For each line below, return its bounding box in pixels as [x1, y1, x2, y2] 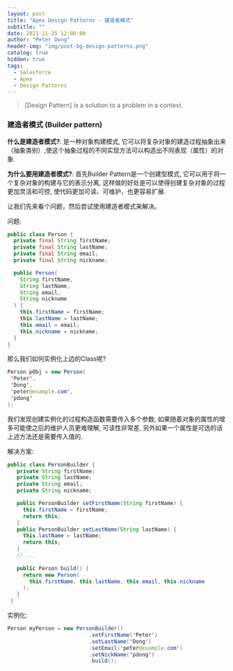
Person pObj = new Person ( [7, 368, 86, 375]
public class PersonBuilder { [7, 461, 96, 468]
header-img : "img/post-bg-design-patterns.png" [7, 43, 149, 50]
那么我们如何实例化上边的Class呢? [7, 354, 106, 363]
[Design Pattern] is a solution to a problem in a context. [24, 101, 183, 109]
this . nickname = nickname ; [20, 328, 99, 335]
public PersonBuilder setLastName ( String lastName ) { [16, 526, 177, 533]
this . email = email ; [20, 321, 80, 328]
